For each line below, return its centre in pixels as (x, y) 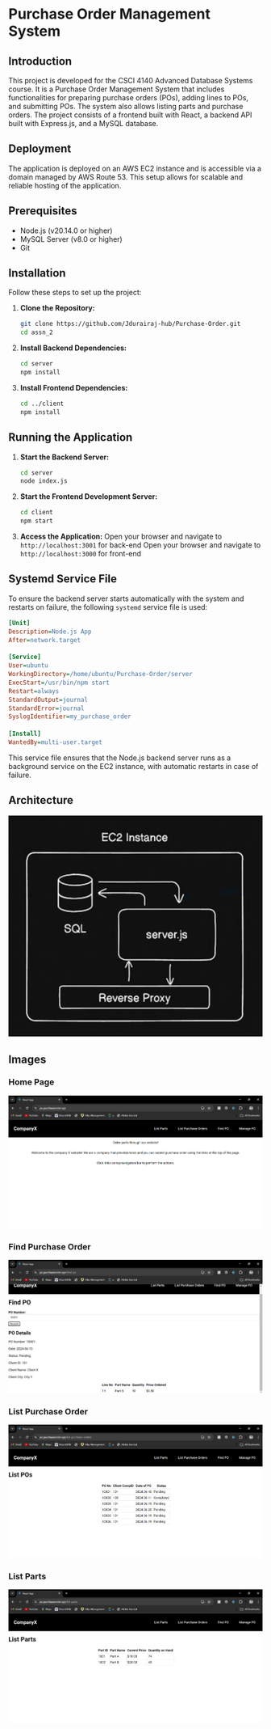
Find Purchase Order (50, 1246)
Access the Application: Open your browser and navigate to (121, 536)
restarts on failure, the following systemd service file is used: (108, 607)
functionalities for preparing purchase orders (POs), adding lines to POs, (128, 97)
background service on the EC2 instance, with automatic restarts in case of (133, 766)
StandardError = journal (46, 708)
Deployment (40, 149)
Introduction (40, 61)
